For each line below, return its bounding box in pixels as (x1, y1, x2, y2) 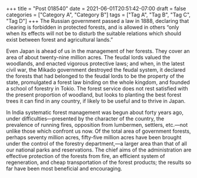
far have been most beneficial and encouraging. (6, 165, 122, 172)
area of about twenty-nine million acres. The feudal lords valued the (6, 54, 171, 61)
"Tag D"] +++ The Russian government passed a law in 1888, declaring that (6, 18, 189, 24)
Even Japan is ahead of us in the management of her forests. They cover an (6, 48, 190, 55)
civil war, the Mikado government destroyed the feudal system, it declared (6, 66, 186, 73)
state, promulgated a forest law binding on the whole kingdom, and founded (6, 79, 190, 86)
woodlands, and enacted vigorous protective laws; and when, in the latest (6, 60, 185, 67)
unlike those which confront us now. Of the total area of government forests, (6, 127, 191, 135)
